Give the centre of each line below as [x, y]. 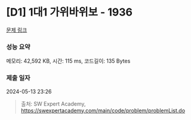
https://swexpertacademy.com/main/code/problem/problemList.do [103, 110]
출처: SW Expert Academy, [53, 104]
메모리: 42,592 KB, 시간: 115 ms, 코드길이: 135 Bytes [68, 61]
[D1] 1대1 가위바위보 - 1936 [70, 12]
